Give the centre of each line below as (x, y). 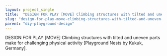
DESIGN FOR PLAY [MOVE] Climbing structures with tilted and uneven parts (83, 38)
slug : (11, 19)
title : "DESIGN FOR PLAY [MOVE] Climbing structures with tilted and (80, 14)
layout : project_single (30, 10)
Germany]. (16, 48)
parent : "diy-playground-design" (40, 24)
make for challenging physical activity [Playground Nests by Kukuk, (74, 43)
